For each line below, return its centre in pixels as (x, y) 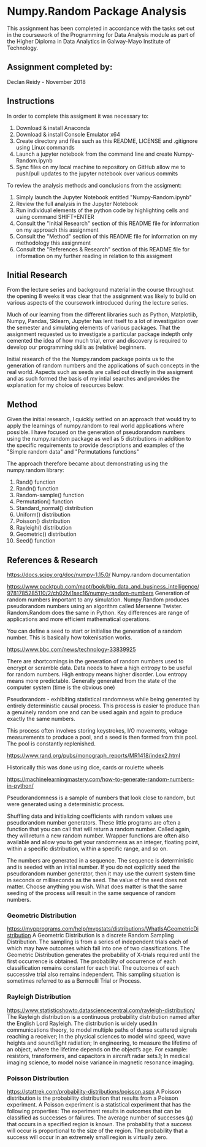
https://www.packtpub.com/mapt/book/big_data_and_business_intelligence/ (103, 586)
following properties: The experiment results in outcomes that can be (94, 1111)
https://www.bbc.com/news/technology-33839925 (72, 649)
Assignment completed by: (60, 67)
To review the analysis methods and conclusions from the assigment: (94, 185)
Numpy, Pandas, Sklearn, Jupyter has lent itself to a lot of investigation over (103, 321)
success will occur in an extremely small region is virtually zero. (87, 1137)
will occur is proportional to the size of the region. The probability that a (97, 1130)
